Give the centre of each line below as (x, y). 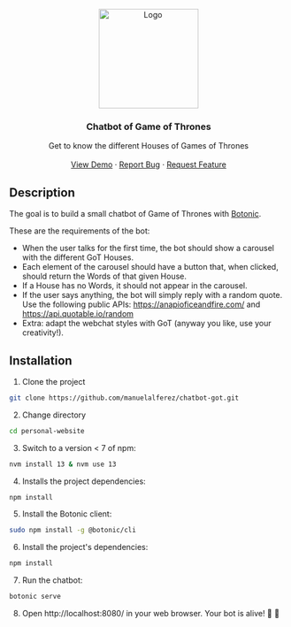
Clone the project (54, 381)
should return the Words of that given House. (104, 276)
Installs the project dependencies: (84, 481)
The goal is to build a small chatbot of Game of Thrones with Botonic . (135, 214)
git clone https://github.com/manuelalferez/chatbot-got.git (124, 398)
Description (42, 192)
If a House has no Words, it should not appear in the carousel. (134, 286)
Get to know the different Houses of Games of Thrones (149, 146)
